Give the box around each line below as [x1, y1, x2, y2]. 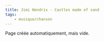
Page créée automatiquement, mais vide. [5, 30, 90, 36]
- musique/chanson [14, 16, 52, 21]
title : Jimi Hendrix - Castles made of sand [5, 7, 99, 12]
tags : [5, 12, 16, 17]
